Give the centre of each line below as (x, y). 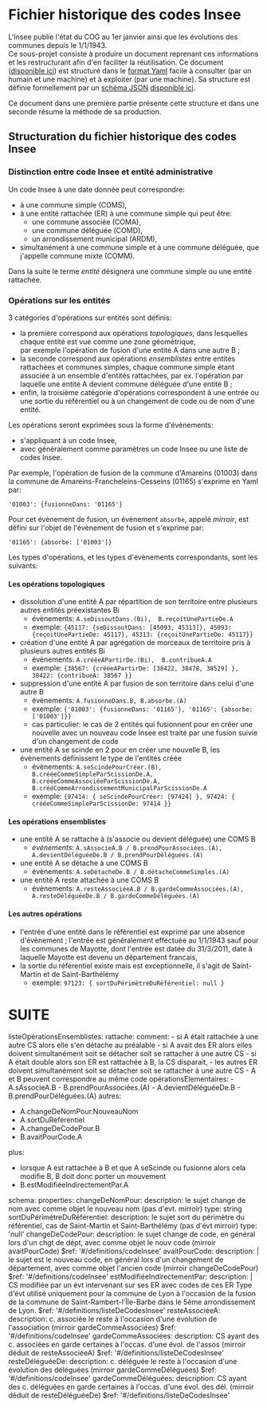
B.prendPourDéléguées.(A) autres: (65, 1096)
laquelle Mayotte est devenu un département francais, (108, 957)
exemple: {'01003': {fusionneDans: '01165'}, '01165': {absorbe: (142, 709)
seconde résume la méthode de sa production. (85, 111)
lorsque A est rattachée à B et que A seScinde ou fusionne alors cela (133, 1168)
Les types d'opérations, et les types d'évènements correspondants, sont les (133, 557)
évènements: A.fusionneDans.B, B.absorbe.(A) (109, 701)
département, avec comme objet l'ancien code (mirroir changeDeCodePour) (133, 1268)
